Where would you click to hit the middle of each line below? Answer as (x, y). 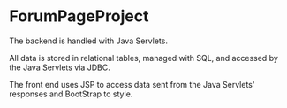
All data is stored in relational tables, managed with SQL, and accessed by (143, 58)
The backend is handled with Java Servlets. (88, 41)
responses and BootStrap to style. (71, 94)
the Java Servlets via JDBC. (60, 67)
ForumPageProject (79, 16)
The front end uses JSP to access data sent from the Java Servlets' (132, 84)
